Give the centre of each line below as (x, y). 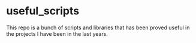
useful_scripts (43, 11)
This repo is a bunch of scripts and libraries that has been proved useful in (98, 27)
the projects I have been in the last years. (57, 33)
